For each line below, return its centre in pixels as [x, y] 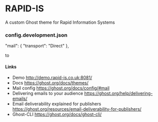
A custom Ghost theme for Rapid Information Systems [60, 22]
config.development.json [36, 35]
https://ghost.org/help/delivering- [118, 93]
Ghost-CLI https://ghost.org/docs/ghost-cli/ [57, 115]
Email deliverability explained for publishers [57, 104]
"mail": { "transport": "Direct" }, [37, 46]
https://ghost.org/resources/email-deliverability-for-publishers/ [77, 109]
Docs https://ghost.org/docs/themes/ [50, 83]
